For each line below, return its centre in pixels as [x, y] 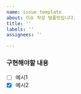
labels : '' [20, 29]
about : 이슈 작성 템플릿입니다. [41, 18]
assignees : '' [25, 35]
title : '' [19, 23]
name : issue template [34, 12]
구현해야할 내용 [28, 63]
